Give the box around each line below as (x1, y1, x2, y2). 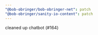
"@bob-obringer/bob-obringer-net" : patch (5, 7, 91, 12)
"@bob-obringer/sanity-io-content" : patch (5, 12, 93, 16)
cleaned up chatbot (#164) (5, 24, 59, 30)
